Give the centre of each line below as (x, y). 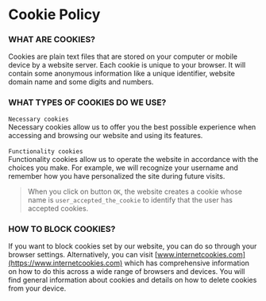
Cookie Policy (54, 15)
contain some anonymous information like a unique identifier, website (122, 74)
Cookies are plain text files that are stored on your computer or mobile (123, 56)
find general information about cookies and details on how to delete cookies (133, 280)
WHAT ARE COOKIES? (52, 40)
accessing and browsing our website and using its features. (106, 135)
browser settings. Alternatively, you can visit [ (83, 255)
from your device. (37, 288)
